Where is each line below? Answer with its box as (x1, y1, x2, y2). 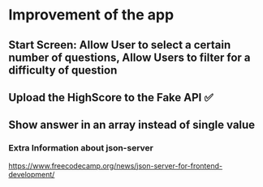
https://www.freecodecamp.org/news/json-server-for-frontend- (8, 160, 223, 171)
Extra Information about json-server (8, 142, 154, 154)
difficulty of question (8, 63, 118, 77)
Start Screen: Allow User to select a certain (8, 38, 231, 52)
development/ (8, 169, 55, 179)
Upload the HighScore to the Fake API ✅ (8, 91, 213, 104)
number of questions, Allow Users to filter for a (8, 50, 251, 64)
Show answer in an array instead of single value (8, 118, 256, 132)
